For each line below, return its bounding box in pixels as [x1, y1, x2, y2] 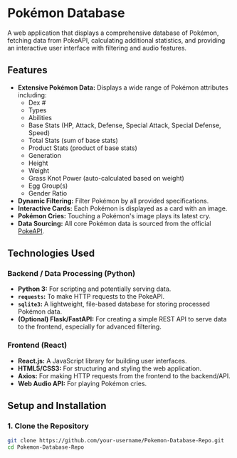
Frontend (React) [7, 340, 68, 350]
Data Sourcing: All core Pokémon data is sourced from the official [17, 219, 211, 228]
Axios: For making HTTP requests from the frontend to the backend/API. [17, 371, 231, 380]
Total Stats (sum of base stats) [28, 136, 119, 144]
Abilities [28, 113, 52, 122]
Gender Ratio [28, 188, 68, 197]
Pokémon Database [7, 5, 125, 21]
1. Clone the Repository [7, 421, 89, 431]
